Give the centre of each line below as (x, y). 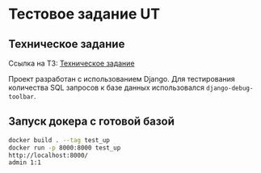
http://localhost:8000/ (48, 155)
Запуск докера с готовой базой (92, 122)
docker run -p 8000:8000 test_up (65, 148)
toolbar (21, 97)
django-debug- (229, 88)
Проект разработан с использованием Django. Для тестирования (122, 79)
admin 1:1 (25, 162)
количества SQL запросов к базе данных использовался (106, 87)
